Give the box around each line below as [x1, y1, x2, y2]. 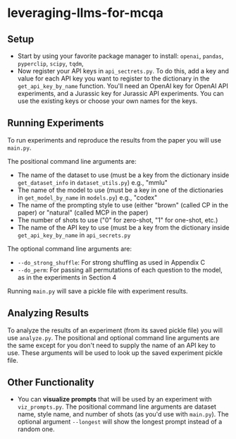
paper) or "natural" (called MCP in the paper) [17, 208, 149, 217]
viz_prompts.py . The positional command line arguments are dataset [17, 402, 217, 411]
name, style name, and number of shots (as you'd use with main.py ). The [17, 410, 229, 419]
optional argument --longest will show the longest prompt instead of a [17, 418, 223, 426]
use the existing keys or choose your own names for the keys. [17, 97, 198, 105]
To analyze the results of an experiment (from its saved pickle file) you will [7, 326, 223, 335]
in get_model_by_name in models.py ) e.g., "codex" [17, 193, 158, 202]
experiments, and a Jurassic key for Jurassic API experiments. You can [17, 90, 224, 97]
